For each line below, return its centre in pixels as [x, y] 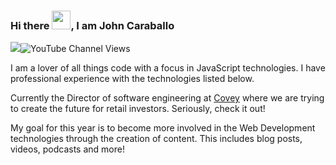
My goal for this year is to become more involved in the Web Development [163, 128]
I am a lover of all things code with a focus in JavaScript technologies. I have [168, 68]
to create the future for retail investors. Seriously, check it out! [138, 109]
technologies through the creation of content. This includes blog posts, [156, 139]
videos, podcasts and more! [67, 149]
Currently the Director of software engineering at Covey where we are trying [167, 98]
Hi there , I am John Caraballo [92, 25]
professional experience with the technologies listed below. [132, 79]
